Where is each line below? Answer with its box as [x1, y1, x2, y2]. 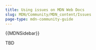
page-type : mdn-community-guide [5, 16, 73, 21]
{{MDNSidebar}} [5, 30, 40, 36]
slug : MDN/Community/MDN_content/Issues [5, 12, 92, 17]
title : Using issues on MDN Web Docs [5, 7, 85, 12]
